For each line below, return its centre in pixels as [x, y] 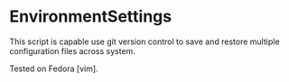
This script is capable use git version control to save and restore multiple [144, 41]
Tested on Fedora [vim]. [54, 68]
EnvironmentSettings [91, 17]
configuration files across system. [72, 50]
